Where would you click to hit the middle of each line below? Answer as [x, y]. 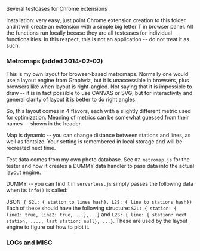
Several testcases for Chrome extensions [57, 9]
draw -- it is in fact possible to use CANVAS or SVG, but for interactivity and [99, 93]
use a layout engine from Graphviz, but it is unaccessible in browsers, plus [98, 81]
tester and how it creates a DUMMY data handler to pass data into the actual [100, 166]
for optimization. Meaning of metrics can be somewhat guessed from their [98, 117]
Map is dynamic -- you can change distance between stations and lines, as [99, 135]
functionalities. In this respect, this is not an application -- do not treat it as [98, 39]
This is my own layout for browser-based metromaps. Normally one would [97, 74]
